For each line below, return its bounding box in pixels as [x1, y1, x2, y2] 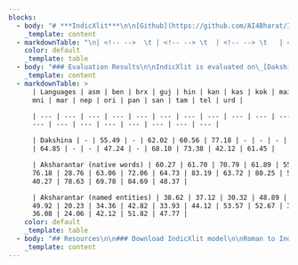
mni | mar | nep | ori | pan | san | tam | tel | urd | [31, 95, 244, 105]
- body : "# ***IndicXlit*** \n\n [16, 21, 137, 30]
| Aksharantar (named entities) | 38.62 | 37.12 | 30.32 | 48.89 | [31, 193, 288, 202]
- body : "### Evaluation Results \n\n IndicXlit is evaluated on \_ [16, 63, 264, 72]
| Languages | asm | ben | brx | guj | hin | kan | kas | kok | [31, 87, 276, 96]
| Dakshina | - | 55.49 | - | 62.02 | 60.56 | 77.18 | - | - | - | [31, 136, 288, 145]
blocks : [8, 12, 37, 22]
